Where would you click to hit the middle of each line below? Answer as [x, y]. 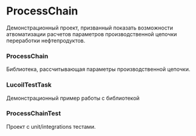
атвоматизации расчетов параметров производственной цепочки [92, 34]
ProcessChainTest [34, 114]
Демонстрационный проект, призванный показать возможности [90, 28]
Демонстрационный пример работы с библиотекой [73, 98]
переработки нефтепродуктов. [46, 40]
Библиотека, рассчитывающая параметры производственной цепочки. [98, 69]
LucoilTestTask [29, 85]
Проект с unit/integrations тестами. [51, 126]
